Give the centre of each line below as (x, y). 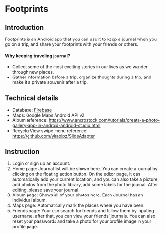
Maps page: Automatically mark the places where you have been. (78, 205)
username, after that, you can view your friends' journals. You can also (84, 216)
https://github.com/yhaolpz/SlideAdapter (54, 136)
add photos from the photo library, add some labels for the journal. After (85, 184)
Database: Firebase (32, 110)
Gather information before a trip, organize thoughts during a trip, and (82, 77)
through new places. (33, 72)
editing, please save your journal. (46, 190)
